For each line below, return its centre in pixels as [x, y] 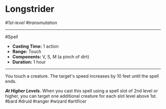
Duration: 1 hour [29, 62]
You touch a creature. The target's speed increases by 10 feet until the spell [82, 76]
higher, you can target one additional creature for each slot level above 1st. [81, 96]
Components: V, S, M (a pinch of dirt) [51, 56]
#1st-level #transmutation [31, 23]
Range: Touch [27, 51]
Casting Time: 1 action [35, 46]
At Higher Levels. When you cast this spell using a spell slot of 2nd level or [82, 91]
